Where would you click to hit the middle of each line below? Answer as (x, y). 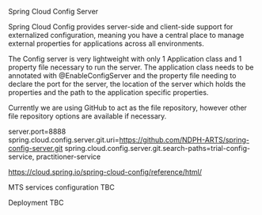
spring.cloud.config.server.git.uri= (64, 140)
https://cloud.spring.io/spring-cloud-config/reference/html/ (105, 172)
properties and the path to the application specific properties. (108, 92)
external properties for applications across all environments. (106, 43)
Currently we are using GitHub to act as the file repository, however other (128, 107)
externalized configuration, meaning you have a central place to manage (126, 35)
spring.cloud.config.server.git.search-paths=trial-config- (158, 148)
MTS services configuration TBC (61, 187)
